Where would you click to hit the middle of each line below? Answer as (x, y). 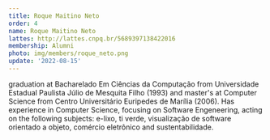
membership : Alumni (41, 46)
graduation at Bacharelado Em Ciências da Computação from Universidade (134, 84)
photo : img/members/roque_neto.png (69, 53)
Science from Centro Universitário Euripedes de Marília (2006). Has (122, 101)
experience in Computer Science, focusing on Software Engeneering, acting (135, 109)
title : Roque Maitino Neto (54, 16)
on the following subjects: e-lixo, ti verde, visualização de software (120, 118)
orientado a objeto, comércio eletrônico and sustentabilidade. (111, 127)
